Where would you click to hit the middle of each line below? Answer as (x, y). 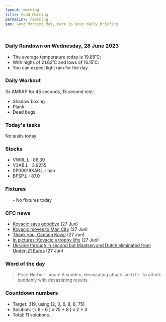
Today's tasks (23, 125)
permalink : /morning (27, 19)
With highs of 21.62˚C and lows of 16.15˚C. (56, 62)
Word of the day (25, 264)
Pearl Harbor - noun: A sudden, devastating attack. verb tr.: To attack (89, 275)
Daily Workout (23, 80)
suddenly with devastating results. (53, 280)
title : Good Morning (27, 15)
